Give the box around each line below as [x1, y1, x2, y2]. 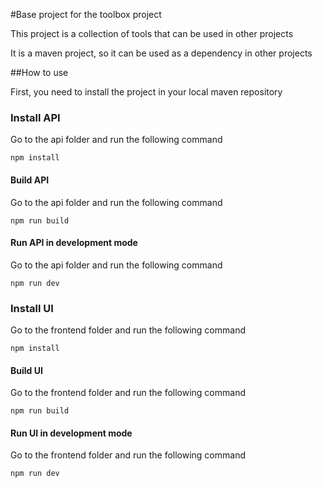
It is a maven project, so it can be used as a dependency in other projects [10, 47, 313, 59]
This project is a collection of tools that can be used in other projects [10, 28, 294, 39]
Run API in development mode [10, 237, 138, 249]
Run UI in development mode [10, 427, 133, 439]
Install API [10, 110, 61, 124]
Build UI [10, 364, 43, 376]
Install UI [10, 301, 54, 315]
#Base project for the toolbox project [10, 9, 162, 20]
